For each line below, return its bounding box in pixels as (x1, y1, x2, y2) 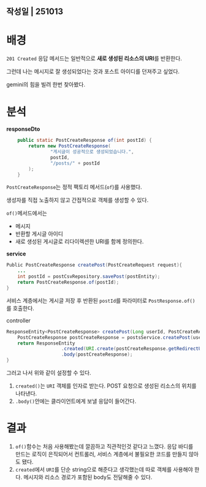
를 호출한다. (6, 304, 35, 312)
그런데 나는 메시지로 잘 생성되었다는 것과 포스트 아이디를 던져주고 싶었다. (6, 68, 180, 76)
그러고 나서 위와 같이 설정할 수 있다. (6, 369, 91, 376)
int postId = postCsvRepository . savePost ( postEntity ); (17, 273, 161, 280)
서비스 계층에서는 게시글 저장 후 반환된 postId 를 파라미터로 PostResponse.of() (6, 297, 196, 304)
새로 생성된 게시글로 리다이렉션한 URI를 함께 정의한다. (15, 238, 144, 245)
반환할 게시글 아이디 (15, 230, 63, 238)
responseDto (6, 125, 40, 133)
